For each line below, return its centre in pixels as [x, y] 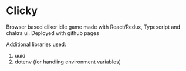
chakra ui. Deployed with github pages [53, 33]
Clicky [22, 11]
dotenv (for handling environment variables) [68, 62]
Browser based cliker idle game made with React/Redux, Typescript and [93, 27]
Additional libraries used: [36, 44]
